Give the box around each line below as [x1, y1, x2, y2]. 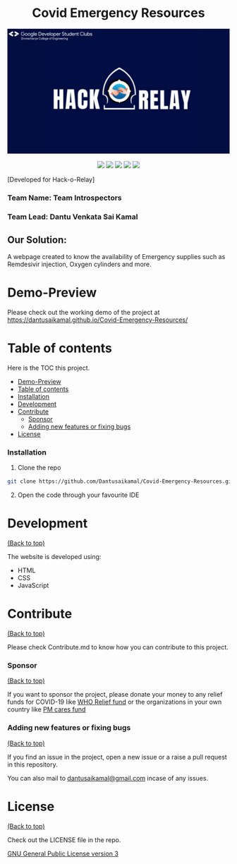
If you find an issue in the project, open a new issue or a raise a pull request [7, 752, 227, 761]
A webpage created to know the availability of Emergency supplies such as [7, 253, 226, 261]
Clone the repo [17, 464, 61, 472]
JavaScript [17, 581, 49, 590]
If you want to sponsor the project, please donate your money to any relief [7, 690, 223, 699]
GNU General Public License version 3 [7, 849, 119, 858]
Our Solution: [7, 234, 67, 246]
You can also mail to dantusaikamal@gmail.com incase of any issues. [7, 774, 209, 782]
